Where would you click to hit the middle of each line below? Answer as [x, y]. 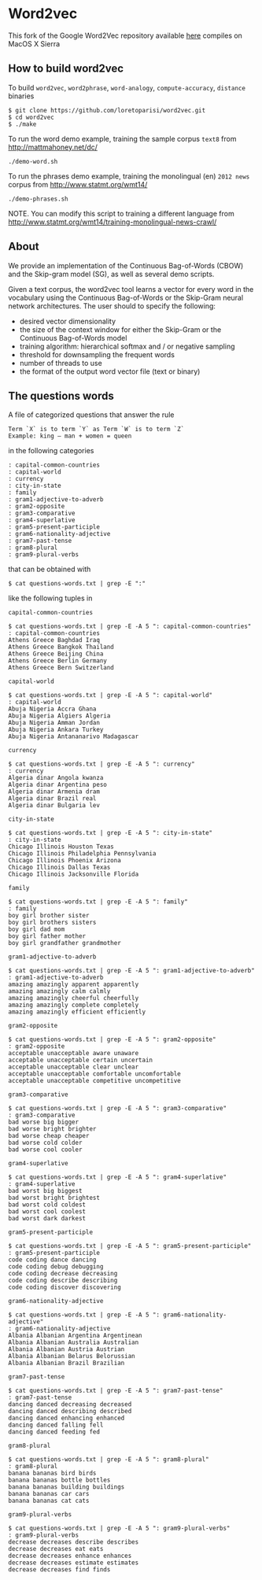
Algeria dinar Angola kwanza [56, 778]
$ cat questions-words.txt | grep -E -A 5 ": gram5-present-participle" [130, 1246]
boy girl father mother [47, 936]
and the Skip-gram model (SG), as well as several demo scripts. [111, 274]
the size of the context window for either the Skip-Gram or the [120, 329]
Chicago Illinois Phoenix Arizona [65, 861]
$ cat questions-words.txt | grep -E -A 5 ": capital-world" [111, 696]
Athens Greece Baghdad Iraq [54, 640]
